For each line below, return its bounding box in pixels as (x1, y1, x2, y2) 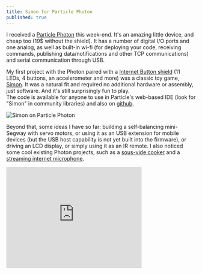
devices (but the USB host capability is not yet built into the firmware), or (6, 136, 187, 143)
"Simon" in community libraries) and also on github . (6, 100, 134, 107)
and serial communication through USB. (6, 56, 105, 64)
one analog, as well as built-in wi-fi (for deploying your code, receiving (6, 43, 182, 51)
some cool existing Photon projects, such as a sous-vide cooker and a (6, 148, 180, 156)
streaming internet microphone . (6, 155, 85, 162)
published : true (6, 14, 47, 20)
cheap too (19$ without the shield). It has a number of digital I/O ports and (6, 37, 189, 44)
